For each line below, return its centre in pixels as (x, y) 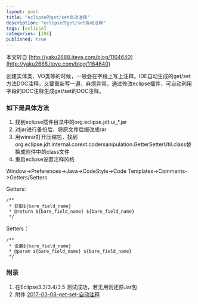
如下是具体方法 (28, 108)
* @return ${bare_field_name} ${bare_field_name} (72, 212)
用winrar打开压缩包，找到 (46, 137)
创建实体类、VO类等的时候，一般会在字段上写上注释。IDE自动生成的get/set (98, 76)
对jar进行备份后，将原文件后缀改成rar (61, 129)
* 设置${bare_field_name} (40, 246)
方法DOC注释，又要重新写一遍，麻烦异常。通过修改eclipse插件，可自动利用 (99, 83)
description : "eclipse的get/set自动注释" (56, 23)
